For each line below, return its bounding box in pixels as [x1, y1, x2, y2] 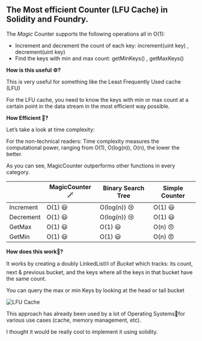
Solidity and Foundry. [6, 14, 88, 25]
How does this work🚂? [6, 248, 64, 255]
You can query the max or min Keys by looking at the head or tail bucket [6, 286, 185, 294]
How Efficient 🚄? [6, 114, 49, 121]
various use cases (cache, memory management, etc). [6, 316, 141, 324]
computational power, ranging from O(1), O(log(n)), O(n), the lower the [6, 144, 180, 151]
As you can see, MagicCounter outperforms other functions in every [6, 162, 176, 169]
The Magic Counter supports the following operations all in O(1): [6, 30, 165, 37]
